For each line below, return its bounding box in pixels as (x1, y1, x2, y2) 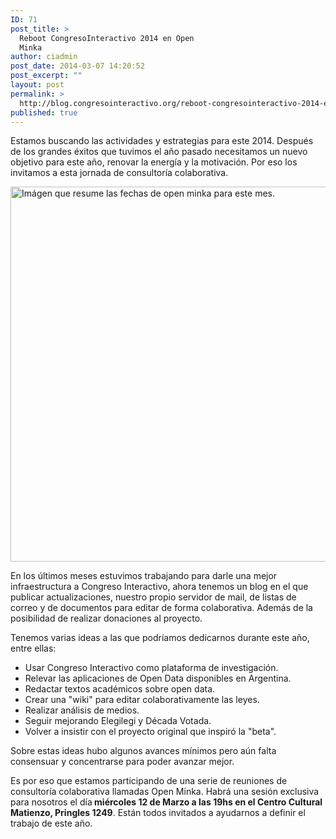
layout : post (10, 80, 65, 90)
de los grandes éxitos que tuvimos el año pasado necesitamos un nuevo (10, 146, 308, 158)
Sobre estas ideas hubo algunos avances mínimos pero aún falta (10, 745, 277, 757)
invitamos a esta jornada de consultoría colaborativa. (10, 167, 229, 179)
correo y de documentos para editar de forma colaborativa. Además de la (10, 602, 313, 614)
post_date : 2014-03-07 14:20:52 (10, 61, 145, 71)
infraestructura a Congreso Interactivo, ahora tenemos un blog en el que (10, 581, 309, 593)
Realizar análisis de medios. (24, 704, 140, 716)
